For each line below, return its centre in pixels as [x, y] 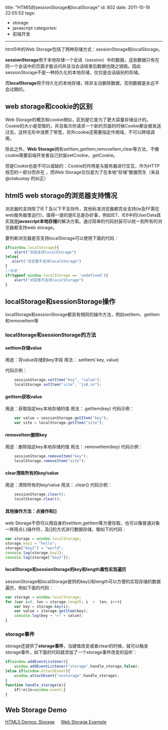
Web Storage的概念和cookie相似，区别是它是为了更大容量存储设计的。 [78, 120]
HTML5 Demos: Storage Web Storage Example [56, 722]
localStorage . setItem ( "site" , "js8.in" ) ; [58, 385]
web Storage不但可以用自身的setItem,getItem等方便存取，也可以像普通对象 [82, 523]
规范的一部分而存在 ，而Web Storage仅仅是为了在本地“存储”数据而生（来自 [82, 172]
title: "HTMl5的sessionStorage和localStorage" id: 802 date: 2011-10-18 [78, 7]
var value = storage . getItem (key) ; [51, 611]
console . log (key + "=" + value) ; [49, 616]
